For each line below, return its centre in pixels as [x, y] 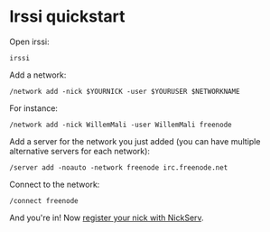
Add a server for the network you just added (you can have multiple [135, 141]
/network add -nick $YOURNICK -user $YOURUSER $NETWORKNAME [125, 91]
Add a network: [38, 75]
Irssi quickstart [67, 17]
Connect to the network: [55, 184]
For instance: [34, 108]
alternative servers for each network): [80, 151]
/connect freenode [44, 200]
